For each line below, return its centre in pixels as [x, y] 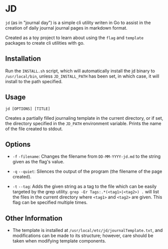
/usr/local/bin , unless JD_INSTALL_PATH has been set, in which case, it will [82, 76]
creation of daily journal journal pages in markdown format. [66, 28]
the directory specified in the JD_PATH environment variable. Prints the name [83, 123]
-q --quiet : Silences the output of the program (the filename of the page [87, 171]
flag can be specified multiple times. [50, 202]
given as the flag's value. [38, 162]
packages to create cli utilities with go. [45, 43]
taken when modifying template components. [59, 241]
